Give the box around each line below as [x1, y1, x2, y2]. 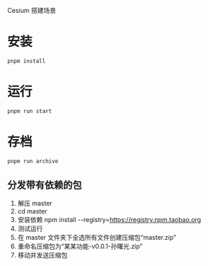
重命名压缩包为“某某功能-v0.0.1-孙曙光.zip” [17, 242, 143, 250]
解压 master [17, 199, 53, 208]
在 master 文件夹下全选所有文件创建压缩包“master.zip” [17, 233, 177, 242]
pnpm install [7, 57, 46, 65]
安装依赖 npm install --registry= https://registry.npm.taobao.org [17, 216, 202, 224]
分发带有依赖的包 [7, 179, 82, 191]
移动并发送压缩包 [17, 251, 68, 260]
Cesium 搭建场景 [7, 6, 57, 14]
